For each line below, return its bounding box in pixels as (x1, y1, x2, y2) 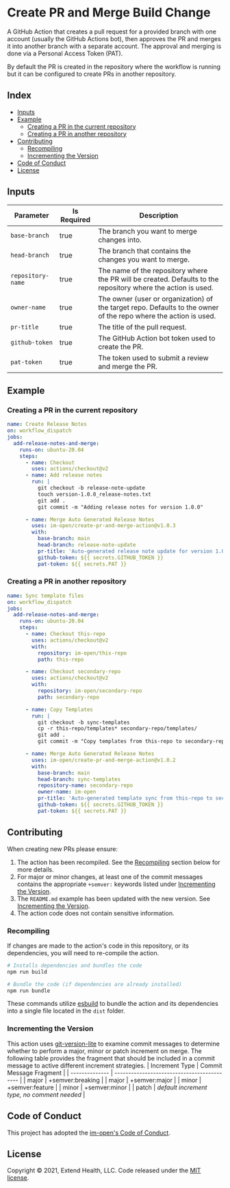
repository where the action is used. (98, 283, 214, 292)
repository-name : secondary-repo (37, 782, 133, 789)
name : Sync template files (7, 592, 84, 599)
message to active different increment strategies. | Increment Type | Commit (7, 1061, 222, 1070)
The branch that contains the (98, 246, 191, 255)
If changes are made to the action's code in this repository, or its (7, 941, 190, 950)
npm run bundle (7, 987, 51, 994)
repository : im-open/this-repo (37, 649, 127, 657)
